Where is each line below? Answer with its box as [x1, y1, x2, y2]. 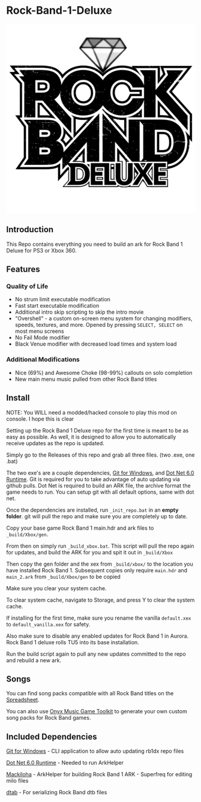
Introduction [6, 224, 54, 235]
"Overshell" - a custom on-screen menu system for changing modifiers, [14, 315, 193, 322]
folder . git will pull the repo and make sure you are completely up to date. [6, 512, 188, 519]
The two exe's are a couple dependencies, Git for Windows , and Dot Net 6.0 [6, 469, 194, 476]
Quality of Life [6, 283, 49, 291]
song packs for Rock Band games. [6, 714, 91, 722]
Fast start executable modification [14, 302, 100, 310]
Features [6, 265, 40, 275]
